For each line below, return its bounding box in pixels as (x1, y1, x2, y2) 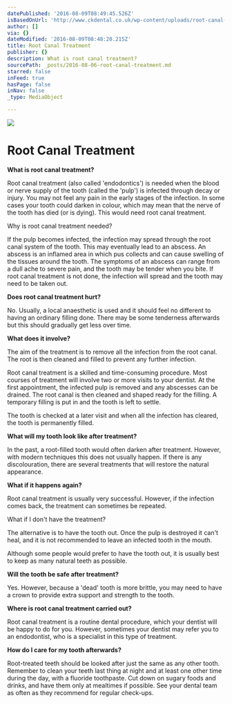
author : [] (7, 23, 39, 30)
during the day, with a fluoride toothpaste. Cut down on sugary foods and (7, 674, 216, 682)
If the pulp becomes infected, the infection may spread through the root (7, 235, 211, 243)
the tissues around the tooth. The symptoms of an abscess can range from (7, 257, 220, 265)
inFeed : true (7, 74, 45, 82)
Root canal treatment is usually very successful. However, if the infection (7, 494, 215, 503)
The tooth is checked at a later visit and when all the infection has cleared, (7, 411, 219, 419)
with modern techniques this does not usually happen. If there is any (7, 453, 202, 461)
